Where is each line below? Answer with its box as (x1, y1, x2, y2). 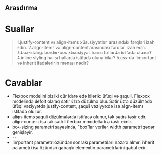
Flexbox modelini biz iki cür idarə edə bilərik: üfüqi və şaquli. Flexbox (12, 93, 150, 99)
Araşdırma (5, 4, 38, 12)
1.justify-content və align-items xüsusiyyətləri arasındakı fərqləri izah (17, 39, 155, 45)
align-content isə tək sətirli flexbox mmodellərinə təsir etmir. (12, 119, 133, 125)
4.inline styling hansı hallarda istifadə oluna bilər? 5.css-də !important (17, 55, 156, 61)
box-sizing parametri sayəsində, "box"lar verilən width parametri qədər (12, 124, 155, 130)
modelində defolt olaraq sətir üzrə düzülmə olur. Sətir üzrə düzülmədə (12, 98, 153, 104)
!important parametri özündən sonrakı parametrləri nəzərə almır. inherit (12, 139, 155, 145)
